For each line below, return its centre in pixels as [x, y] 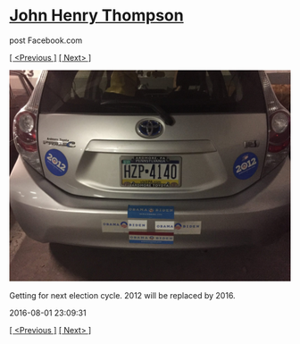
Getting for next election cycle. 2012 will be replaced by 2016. [122, 295]
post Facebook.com [46, 40]
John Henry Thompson [97, 16]
